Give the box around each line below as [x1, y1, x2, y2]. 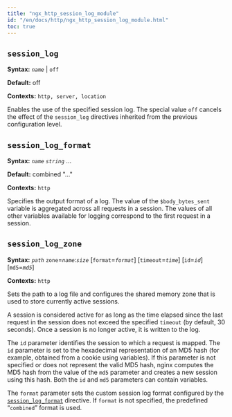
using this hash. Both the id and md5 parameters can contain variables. [7, 375, 208, 384]
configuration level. [7, 120, 62, 129]
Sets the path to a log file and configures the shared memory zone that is [7, 290, 216, 298]
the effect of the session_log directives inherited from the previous [7, 113, 198, 121]
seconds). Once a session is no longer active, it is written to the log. [7, 325, 201, 333]
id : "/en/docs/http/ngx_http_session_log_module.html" [7, 17, 169, 24]
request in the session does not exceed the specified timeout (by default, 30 [7, 317, 226, 326]
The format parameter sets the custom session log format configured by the [7, 389, 224, 397]
